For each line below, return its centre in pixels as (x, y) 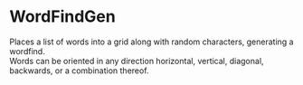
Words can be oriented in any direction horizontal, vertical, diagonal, (137, 61)
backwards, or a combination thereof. (79, 71)
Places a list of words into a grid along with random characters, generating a (151, 42)
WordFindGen (62, 17)
